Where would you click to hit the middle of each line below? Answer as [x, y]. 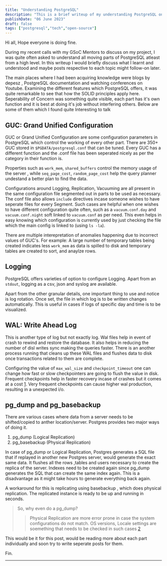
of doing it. [16, 427]
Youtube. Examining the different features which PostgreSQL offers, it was [81, 88]
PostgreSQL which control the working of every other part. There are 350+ [82, 142]
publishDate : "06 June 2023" [35, 19]
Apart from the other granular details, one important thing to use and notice [82, 293]
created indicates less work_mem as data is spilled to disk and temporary [78, 245]
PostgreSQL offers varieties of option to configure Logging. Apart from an [81, 279]
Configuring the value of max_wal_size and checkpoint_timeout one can [78, 368]
